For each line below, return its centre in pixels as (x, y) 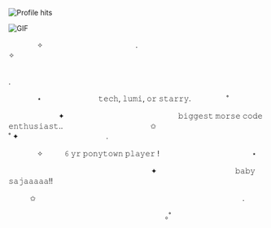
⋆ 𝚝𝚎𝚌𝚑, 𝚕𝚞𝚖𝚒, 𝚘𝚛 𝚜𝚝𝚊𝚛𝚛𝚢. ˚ (133, 99)
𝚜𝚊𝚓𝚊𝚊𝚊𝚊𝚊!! (31, 181)
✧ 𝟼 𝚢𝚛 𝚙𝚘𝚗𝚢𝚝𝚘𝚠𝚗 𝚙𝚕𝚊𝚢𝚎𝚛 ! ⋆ (146, 153)
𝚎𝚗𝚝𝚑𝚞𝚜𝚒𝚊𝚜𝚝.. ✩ (83, 126)
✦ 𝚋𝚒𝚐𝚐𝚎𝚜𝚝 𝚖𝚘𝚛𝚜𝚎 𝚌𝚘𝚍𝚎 (160, 116)
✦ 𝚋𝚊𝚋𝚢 (203, 171)
